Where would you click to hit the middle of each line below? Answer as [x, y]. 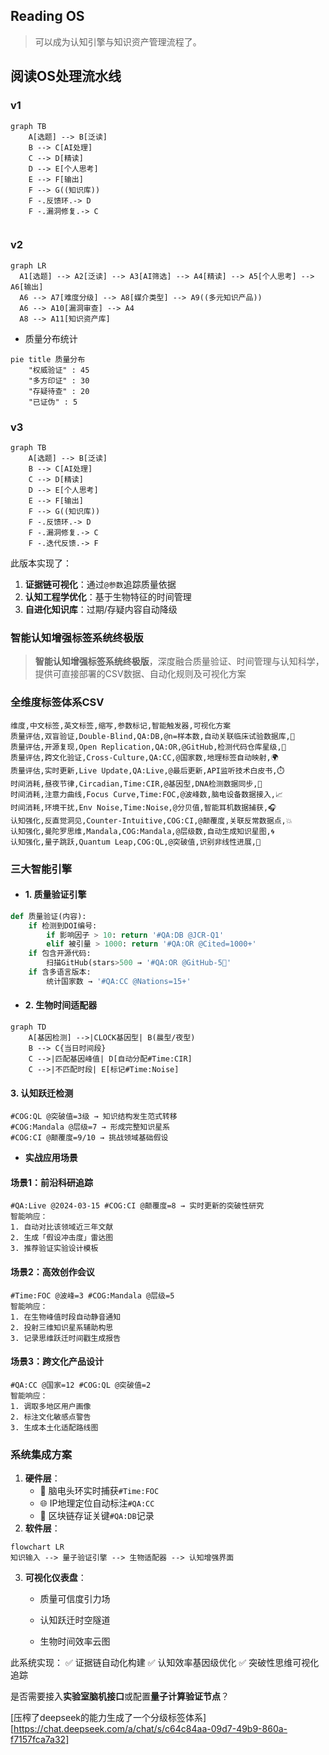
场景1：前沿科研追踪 [52, 1182]
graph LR [28, 265]
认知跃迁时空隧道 [75, 1620]
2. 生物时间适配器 [61, 1005]
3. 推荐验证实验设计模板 [54, 1249]
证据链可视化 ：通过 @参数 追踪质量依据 [100, 585]
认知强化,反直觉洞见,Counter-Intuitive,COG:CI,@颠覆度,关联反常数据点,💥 [151, 820]
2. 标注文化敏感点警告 [51, 1417]
